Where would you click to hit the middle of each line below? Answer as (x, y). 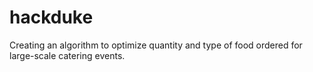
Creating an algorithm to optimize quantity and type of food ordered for (156, 45)
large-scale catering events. (67, 55)
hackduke (51, 17)
